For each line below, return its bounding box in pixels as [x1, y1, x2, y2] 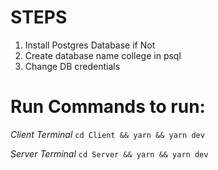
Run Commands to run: [10, 96, 206, 118]
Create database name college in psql [24, 49, 182, 61]
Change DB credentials [24, 60, 121, 72]
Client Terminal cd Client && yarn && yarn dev [10, 128, 205, 140]
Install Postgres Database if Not [24, 39, 156, 51]
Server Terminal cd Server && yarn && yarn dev [10, 147, 209, 160]
